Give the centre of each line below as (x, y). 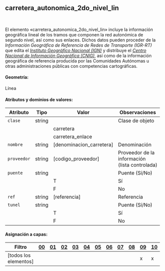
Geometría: (17, 77)
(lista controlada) (138, 165)
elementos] (21, 262)
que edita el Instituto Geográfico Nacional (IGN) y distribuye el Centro (76, 50)
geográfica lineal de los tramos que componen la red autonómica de (74, 34)
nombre (15, 145)
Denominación (135, 145)
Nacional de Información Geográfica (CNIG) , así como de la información (78, 56)
